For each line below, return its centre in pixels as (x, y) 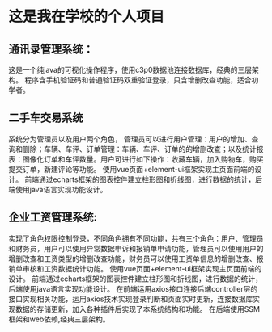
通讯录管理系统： (51, 49)
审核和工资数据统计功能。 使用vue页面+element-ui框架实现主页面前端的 (142, 268)
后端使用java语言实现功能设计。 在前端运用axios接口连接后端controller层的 (133, 288)
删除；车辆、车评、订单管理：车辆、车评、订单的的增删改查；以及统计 (139, 149)
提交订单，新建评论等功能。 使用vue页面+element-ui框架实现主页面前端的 (132, 169)
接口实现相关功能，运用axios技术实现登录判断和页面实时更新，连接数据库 (131, 299)
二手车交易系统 (46, 118)
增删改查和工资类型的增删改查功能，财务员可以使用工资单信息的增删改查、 (132, 258)
